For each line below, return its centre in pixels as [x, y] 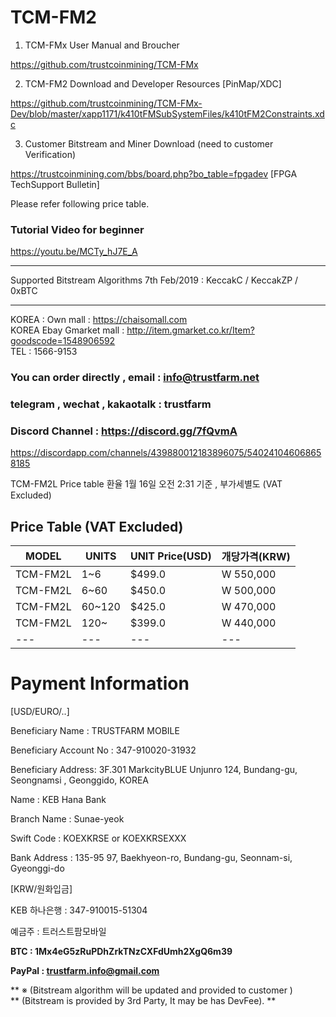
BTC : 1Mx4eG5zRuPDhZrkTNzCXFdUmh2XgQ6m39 [121, 952]
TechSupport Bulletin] [55, 184]
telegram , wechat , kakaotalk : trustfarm [111, 404]
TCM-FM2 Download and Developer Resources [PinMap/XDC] [153, 83]
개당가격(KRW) [256, 557]
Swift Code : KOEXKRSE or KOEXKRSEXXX [98, 838]
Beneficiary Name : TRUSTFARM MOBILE [95, 731]
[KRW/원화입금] [41, 889]
